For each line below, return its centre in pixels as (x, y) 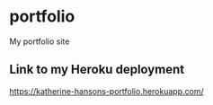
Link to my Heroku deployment (97, 70)
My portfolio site (40, 41)
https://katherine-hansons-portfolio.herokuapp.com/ (106, 91)
